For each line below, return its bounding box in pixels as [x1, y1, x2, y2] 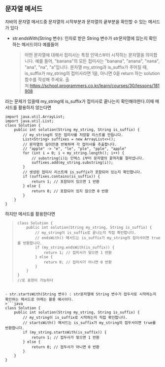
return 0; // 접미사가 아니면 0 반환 [43, 260, 112, 265]
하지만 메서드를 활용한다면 [5, 211, 56, 216]
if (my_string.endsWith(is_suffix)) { [35, 245, 115, 250]
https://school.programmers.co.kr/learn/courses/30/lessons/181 [30, 83, 160, 89]
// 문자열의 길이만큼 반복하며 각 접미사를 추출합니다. [23, 142, 117, 147]
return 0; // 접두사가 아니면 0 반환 [31, 344, 100, 349]
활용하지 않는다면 [18, 104, 52, 110]
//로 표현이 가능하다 [17, 277, 53, 283]
